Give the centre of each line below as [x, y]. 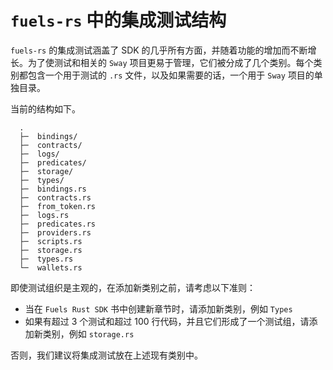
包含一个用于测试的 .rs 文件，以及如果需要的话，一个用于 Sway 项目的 [171, 75]
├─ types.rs [46, 259]
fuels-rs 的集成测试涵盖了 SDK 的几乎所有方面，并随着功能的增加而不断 [159, 50]
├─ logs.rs [44, 215]
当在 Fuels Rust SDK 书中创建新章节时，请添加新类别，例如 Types [158, 308]
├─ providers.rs [55, 232]
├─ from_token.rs [58, 206]
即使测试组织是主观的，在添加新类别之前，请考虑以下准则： [133, 287]
